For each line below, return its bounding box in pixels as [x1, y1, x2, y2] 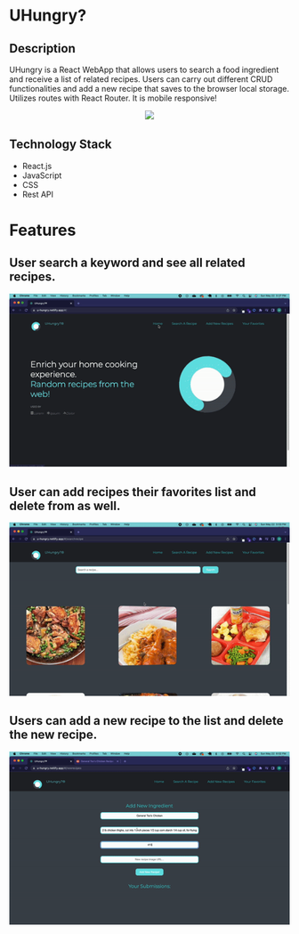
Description [9, 41, 76, 56]
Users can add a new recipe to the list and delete [9, 713, 284, 728]
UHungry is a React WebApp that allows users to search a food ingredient [9, 64, 279, 75]
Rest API [21, 189, 54, 199]
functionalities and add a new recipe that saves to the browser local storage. [9, 84, 290, 93]
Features [9, 220, 77, 240]
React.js [21, 160, 53, 171]
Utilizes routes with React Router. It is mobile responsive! [9, 93, 218, 103]
